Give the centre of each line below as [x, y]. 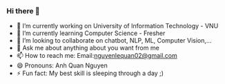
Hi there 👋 [23, 11]
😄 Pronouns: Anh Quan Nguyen [62, 65]
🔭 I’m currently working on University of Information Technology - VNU [117, 26]
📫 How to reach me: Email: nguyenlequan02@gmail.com [97, 56]
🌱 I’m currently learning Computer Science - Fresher [91, 33]
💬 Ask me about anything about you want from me [88, 48]
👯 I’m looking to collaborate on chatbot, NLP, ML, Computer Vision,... [114, 41]
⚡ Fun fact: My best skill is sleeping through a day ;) [90, 73]
